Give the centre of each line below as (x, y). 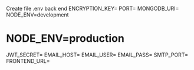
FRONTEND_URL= (28, 61)
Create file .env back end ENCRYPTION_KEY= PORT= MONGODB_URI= (93, 9)
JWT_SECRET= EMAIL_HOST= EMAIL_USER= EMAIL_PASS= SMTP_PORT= (97, 55)
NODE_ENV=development (37, 15)
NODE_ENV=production (65, 39)
